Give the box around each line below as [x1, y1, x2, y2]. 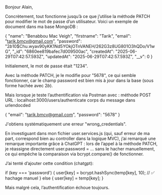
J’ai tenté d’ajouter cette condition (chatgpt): [5, 161, 94, 166]
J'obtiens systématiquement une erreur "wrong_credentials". [5, 121, 127, 127]
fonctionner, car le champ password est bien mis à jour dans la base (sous [5, 77, 154, 83]
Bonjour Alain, [5, 4, 33, 10]
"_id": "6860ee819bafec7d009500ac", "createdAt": [12, 48, 115, 54]
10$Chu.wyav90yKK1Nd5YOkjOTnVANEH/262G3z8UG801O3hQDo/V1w [12, 44, 155, 49]
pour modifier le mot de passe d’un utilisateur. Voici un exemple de [5, 19, 138, 24]
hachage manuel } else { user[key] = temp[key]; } [5, 175, 104, 181]
